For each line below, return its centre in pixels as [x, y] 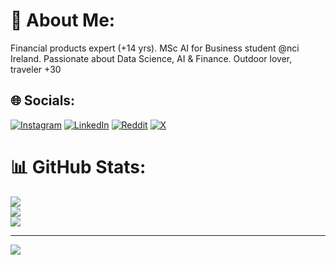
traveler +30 [36, 69]
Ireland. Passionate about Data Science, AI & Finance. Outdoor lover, [151, 58]
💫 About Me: [63, 20]
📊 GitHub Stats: [78, 166]
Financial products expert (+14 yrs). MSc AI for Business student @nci [155, 48]
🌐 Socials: [43, 100]
